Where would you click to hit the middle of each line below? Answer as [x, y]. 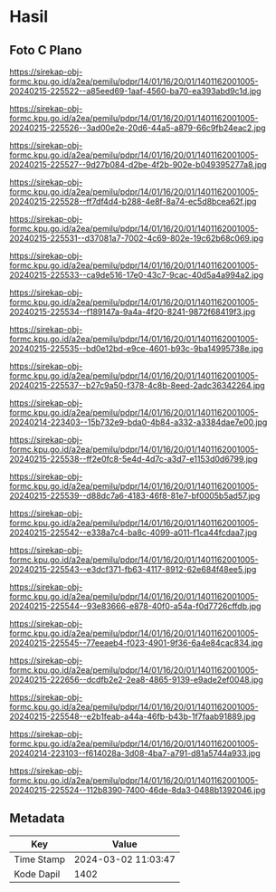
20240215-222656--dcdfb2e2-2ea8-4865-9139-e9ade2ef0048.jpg [137, 680]
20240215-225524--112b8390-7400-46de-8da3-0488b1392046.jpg [138, 790]
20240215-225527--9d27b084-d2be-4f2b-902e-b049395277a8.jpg [138, 164]
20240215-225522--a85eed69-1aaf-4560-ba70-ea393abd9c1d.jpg [135, 91]
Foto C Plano [46, 50]
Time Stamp [40, 859]
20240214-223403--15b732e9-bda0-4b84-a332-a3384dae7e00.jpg [138, 422]
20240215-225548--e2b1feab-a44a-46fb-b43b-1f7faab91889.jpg [133, 716]
